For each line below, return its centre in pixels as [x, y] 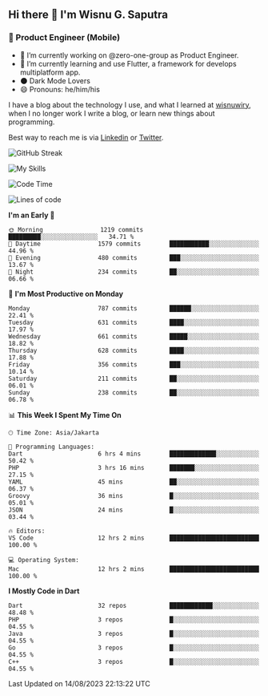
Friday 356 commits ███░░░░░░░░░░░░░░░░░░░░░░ [134, 364]
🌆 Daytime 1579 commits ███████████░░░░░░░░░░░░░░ [134, 244]
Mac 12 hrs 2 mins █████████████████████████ [134, 569]
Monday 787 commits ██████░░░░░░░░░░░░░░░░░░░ [134, 308]
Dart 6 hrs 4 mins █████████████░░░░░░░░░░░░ [134, 454]
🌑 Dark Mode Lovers [55, 80]
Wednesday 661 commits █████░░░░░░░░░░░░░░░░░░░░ [134, 336]
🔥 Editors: [27, 531]
